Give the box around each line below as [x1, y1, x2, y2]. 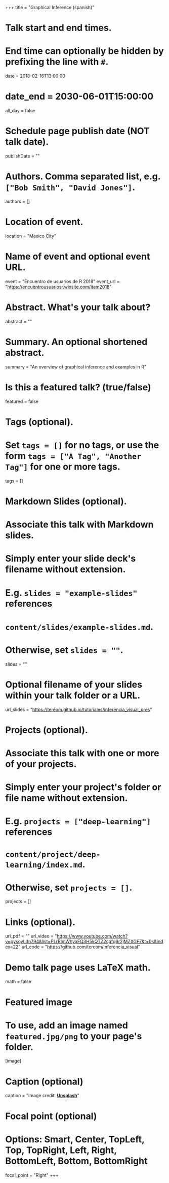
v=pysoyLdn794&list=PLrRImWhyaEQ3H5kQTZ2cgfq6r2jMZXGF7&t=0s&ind [5, 939, 163, 945]
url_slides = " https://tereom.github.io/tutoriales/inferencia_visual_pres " [5, 706, 152, 712]
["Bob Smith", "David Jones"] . [5, 181, 136, 193]
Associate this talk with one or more [5, 747, 159, 759]
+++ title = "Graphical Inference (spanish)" [5, 5, 95, 10]
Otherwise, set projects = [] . [5, 882, 133, 893]
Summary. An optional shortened [5, 336, 148, 348]
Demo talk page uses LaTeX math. [5, 961, 151, 973]
